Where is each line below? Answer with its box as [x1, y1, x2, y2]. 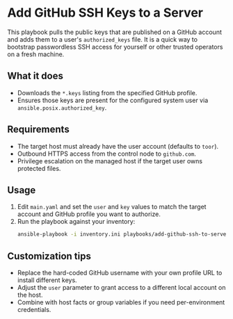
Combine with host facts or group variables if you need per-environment [17, 298, 225, 306]
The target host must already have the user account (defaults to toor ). [17, 142, 219, 150]
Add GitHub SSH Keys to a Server [7, 5, 204, 21]
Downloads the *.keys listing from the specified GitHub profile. [17, 88, 198, 97]
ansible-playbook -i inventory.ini [17, 231, 121, 238]
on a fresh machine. [7, 50, 65, 58]
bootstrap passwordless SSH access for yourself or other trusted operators [7, 42, 223, 51]
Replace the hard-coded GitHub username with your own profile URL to [17, 269, 223, 277]
